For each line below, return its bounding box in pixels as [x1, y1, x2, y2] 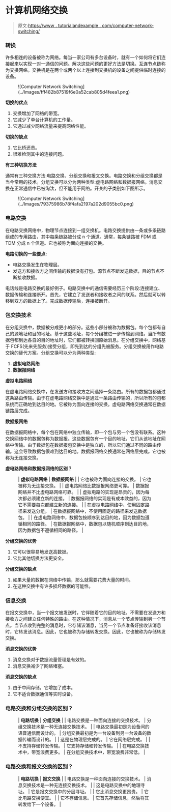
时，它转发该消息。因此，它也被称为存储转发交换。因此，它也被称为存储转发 [5, 629, 166, 635]
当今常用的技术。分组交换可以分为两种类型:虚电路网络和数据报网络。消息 [5, 179, 159, 185]
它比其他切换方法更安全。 [12, 555, 67, 561]
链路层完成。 [5, 408, 32, 414]
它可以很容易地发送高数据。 [12, 548, 71, 555]
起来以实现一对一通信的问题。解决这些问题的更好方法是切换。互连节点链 [9, 61, 161, 67]
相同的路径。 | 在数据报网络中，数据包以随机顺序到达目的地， [22, 520, 152, 527]
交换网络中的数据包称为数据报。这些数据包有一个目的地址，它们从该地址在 [5, 436, 161, 442]
